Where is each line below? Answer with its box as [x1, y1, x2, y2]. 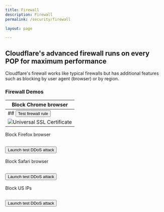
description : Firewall [5, 12, 53, 17]
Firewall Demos [5, 88, 44, 95]
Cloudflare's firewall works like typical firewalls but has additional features [5, 70, 159, 76]
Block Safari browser [5, 158, 49, 165]
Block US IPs [5, 185, 32, 191]
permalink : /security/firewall [5, 17, 71, 22]
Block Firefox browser [5, 132, 51, 138]
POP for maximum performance [5, 57, 107, 66]
